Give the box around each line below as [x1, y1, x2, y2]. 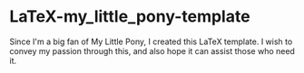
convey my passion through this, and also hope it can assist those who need [9, 45, 295, 56]
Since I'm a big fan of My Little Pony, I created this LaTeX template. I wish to [9, 36, 293, 47]
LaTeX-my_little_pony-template [9, 6, 251, 27]
